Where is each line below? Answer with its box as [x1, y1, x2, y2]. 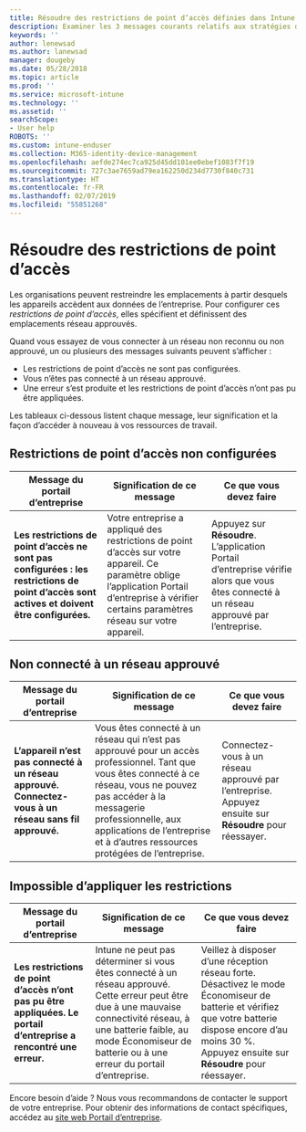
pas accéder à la [95, 791, 166, 803]
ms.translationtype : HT [9, 174, 100, 183]
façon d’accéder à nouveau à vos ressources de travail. [9, 419, 218, 430]
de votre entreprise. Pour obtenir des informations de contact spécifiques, [9, 1102, 289, 1114]
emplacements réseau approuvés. [9, 318, 138, 329]
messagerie [95, 802, 146, 814]
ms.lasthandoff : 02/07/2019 [9, 192, 117, 201]
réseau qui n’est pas [95, 733, 181, 746]
